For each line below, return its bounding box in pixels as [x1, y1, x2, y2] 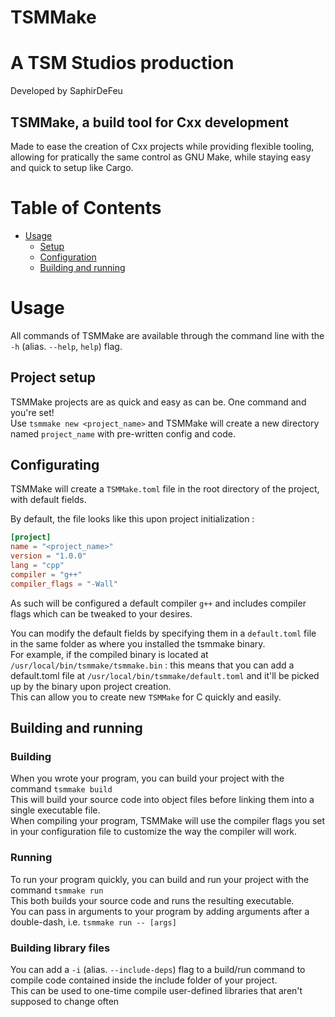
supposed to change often [10, 995, 120, 1007]
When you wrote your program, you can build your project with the [10, 772, 285, 785]
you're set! [10, 406, 55, 418]
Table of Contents [10, 197, 162, 220]
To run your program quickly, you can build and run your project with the [10, 873, 310, 885]
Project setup [10, 369, 97, 386]
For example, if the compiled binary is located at [10, 648, 209, 660]
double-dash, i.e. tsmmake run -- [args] [10, 916, 177, 928]
